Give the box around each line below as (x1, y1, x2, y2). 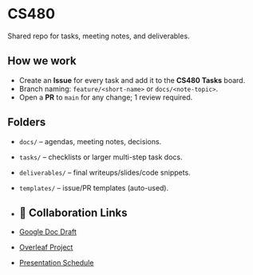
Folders (7, 116, 46, 129)
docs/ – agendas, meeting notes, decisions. (18, 136, 162, 146)
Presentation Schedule (18, 258, 94, 268)
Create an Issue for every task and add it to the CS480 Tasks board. (18, 75, 246, 84)
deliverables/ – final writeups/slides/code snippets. (18, 167, 191, 177)
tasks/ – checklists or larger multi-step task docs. (18, 152, 183, 162)
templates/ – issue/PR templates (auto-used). (18, 183, 169, 192)
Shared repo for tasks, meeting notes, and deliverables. (7, 31, 190, 41)
